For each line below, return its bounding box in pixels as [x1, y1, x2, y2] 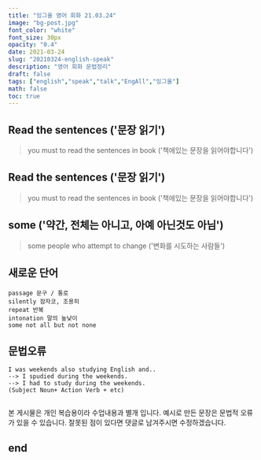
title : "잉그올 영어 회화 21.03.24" [8, 11, 116, 20]
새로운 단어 [8, 266, 59, 280]
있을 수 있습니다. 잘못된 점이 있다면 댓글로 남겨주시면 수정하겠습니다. [16, 418, 226, 428]
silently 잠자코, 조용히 [8, 297, 80, 306]
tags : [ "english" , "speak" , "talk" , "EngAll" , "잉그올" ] [8, 77, 179, 85]
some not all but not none [8, 321, 97, 329]
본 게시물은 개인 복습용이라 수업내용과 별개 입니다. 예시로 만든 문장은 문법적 [8, 408, 239, 417]
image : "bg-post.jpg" [8, 19, 79, 27]
